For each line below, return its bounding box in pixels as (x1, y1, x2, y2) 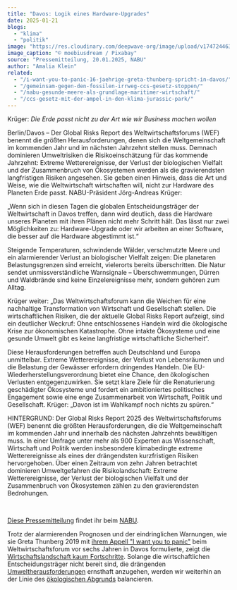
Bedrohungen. (7, 489, 49, 497)
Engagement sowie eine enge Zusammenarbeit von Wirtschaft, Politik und (7, 393, 222, 401)
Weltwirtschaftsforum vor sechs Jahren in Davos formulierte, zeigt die (7, 545, 211, 553)
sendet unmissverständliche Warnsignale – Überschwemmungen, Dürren (7, 269, 220, 276)
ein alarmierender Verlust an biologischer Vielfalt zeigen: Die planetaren (7, 253, 217, 262)
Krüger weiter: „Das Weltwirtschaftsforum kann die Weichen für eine (7, 297, 207, 305)
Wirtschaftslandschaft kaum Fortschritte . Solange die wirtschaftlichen (7, 553, 210, 560)
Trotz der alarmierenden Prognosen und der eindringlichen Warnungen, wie (7, 530, 227, 538)
